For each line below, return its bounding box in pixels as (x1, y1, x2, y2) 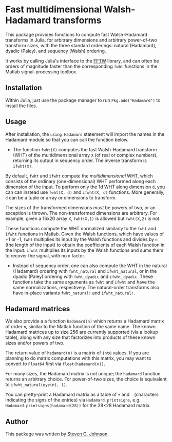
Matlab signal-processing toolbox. (5, 68, 78, 75)
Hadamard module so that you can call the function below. (5, 136, 129, 143)
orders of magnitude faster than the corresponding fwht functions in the (5, 63, 158, 69)
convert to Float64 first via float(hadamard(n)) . (5, 360, 105, 367)
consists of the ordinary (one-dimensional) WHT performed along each (5, 178, 156, 184)
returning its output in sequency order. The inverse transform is (12, 157, 147, 164)
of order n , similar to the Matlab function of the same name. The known (5, 324, 156, 330)
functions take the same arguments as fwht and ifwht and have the (12, 278, 155, 285)
